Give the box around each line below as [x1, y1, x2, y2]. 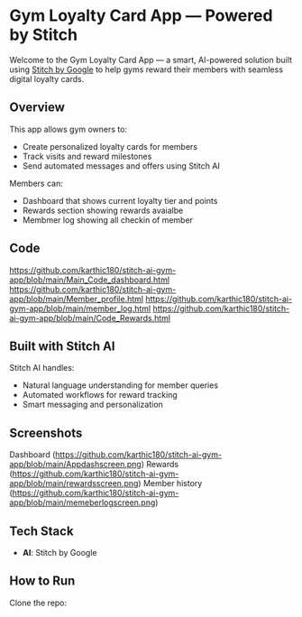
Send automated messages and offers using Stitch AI [22, 160, 221, 171]
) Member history [138, 478, 203, 489]
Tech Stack [9, 523, 74, 539]
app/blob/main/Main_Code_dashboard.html [9, 274, 169, 285]
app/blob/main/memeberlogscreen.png [9, 497, 156, 508]
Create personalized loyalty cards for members [22, 141, 198, 152]
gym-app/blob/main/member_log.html [9, 303, 151, 314]
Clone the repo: [9, 597, 68, 608]
